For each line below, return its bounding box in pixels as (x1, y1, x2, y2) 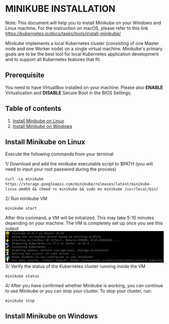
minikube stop (5, 298, 35, 303)
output (5, 226, 19, 232)
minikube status (5, 274, 39, 279)
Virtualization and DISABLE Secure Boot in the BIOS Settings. (5, 89, 132, 96)
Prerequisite (5, 71, 45, 80)
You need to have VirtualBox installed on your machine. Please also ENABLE (5, 84, 163, 90)
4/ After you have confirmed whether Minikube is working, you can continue (5, 282, 163, 288)
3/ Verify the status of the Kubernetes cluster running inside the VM (5, 263, 146, 269)
